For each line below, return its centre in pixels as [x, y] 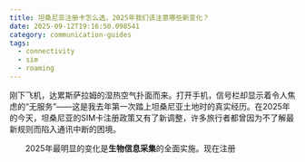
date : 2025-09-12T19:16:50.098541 [75, 26]
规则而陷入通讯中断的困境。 [69, 129]
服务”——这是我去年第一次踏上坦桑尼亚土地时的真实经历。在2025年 [163, 106]
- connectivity [46, 52]
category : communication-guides [70, 34]
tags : [20, 43]
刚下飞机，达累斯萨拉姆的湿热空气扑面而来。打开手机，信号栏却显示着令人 [148, 95]
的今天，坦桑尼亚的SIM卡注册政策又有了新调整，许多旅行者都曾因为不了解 [148, 118]
